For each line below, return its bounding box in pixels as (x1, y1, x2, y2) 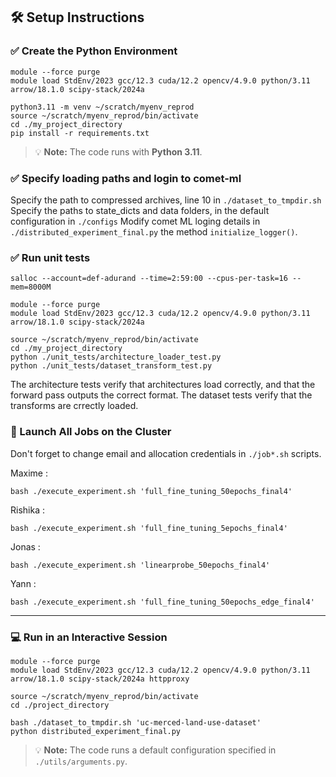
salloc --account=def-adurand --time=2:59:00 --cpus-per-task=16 (10, 274, 288, 284)
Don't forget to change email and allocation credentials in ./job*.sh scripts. (10, 447, 322, 459)
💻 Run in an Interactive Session (10, 630, 168, 644)
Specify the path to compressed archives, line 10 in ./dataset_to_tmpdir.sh (10, 194, 322, 206)
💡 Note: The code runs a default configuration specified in (34, 744, 277, 756)
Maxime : (10, 467, 48, 479)
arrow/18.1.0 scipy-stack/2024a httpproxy (10, 674, 190, 684)
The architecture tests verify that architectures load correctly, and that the (10, 379, 316, 391)
